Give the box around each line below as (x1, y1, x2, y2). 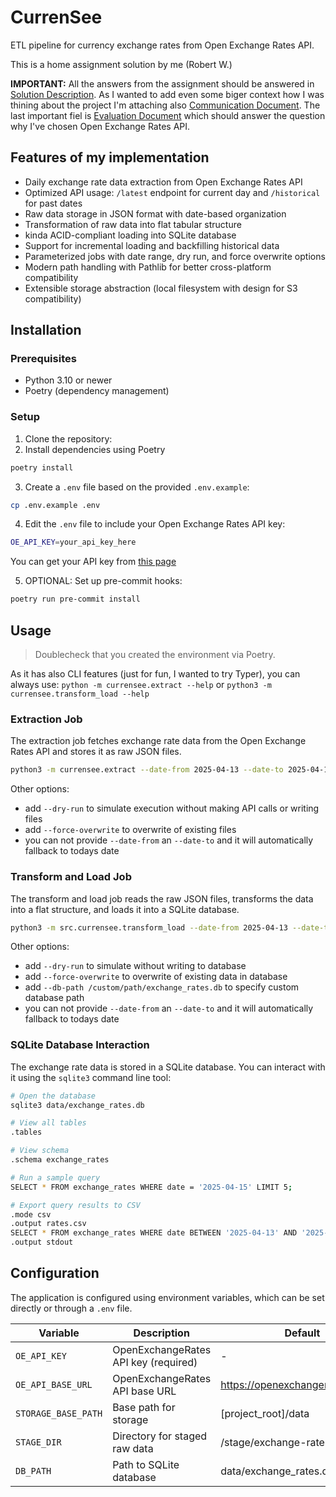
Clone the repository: (24, 432, 113, 445)
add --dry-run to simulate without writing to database (24, 960, 247, 972)
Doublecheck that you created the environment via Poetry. (34, 649, 276, 661)
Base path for (112, 1400, 176, 1414)
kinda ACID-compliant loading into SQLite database (24, 229, 237, 241)
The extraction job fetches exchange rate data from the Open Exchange (10, 735, 307, 747)
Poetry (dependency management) (24, 385, 170, 397)
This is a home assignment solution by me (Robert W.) (10, 58, 233, 70)
